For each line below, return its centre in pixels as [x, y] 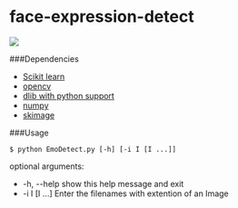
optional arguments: [47, 166]
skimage [39, 114]
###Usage [30, 133]
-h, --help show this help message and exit [103, 183]
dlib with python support [69, 95]
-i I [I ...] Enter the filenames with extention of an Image [125, 193]
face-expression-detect [102, 17]
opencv [37, 86]
